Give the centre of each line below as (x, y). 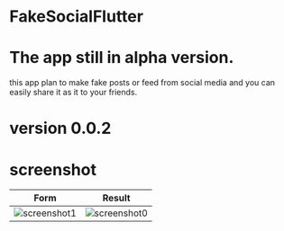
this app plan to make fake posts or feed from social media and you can (142, 83)
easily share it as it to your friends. (73, 93)
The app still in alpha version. (122, 58)
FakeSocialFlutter (77, 17)
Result (116, 198)
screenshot (53, 169)
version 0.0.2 (60, 129)
